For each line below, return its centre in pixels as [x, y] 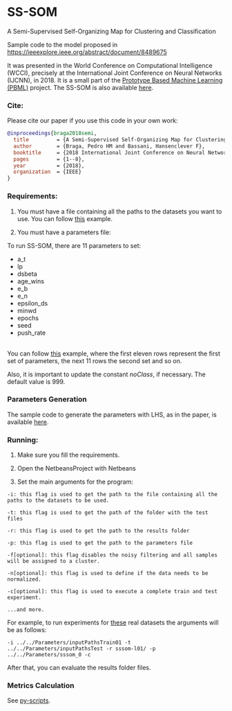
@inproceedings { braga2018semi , [52, 133]
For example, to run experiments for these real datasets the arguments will [113, 623]
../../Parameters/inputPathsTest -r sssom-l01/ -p [81, 649]
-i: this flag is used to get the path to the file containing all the [112, 495]
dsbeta [27, 274]
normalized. [24, 579]
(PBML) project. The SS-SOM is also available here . [80, 87]
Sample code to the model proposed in [62, 44]
